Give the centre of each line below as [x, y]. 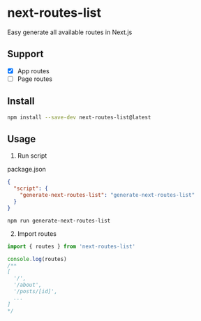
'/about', [28, 285]
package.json [27, 170]
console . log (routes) [37, 259]
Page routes [35, 79]
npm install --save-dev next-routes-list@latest [79, 117]
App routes [33, 70]
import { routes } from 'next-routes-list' [72, 246]
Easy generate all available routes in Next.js [70, 32]
